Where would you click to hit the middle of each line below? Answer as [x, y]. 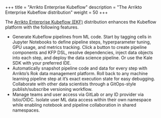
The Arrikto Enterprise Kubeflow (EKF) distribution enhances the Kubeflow [81, 22]
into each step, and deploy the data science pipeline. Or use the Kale [82, 58]
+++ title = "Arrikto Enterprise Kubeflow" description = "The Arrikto [74, 7]
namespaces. [26, 110]
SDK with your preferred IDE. [42, 63]
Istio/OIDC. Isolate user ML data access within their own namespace [82, 100]
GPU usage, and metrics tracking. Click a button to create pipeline [80, 47]
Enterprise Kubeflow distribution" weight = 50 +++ [57, 12]
